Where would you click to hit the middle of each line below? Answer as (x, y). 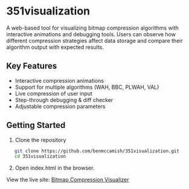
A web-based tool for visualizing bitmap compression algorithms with (93, 28)
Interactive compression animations (59, 80)
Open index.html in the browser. (55, 168)
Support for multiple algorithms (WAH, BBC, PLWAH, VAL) (87, 87)
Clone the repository (40, 139)
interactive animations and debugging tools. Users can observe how (91, 34)
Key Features (32, 66)
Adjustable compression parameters (60, 106)
